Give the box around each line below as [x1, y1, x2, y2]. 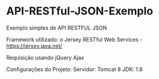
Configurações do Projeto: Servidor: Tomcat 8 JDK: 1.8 [6, 65, 143, 73]
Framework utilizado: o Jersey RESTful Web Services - [6, 36, 143, 43]
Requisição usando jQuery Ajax [6, 54, 85, 61]
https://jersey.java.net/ [6, 42, 62, 49]
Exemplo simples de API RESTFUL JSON [6, 24, 108, 31]
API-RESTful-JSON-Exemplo [6, 4, 154, 18]
